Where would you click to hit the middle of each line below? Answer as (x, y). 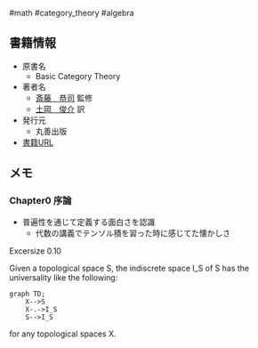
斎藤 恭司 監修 (64, 98)
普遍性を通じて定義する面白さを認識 (89, 222)
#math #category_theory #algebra (72, 13)
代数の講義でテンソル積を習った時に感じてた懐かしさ (133, 233)
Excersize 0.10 (36, 251)
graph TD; (28, 294)
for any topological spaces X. (63, 334)
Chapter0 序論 (40, 201)
